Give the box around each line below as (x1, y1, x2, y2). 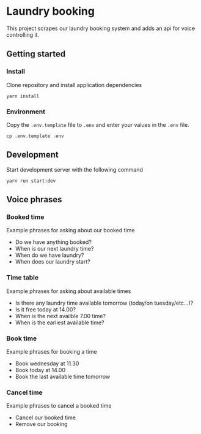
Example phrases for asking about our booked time (6, 227, 135, 234)
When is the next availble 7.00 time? (15, 312, 106, 319)
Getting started (6, 49, 66, 59)
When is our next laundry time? (15, 245, 94, 253)
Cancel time (6, 388, 43, 397)
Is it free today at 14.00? (15, 305, 76, 313)
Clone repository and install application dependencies (6, 81, 142, 88)
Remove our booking (15, 421, 68, 428)
